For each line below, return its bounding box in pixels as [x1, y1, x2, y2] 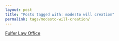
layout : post [5, 7, 32, 12]
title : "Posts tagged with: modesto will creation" [5, 12, 115, 17]
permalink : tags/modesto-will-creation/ [5, 16, 91, 21]
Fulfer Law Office [5, 30, 41, 36]
